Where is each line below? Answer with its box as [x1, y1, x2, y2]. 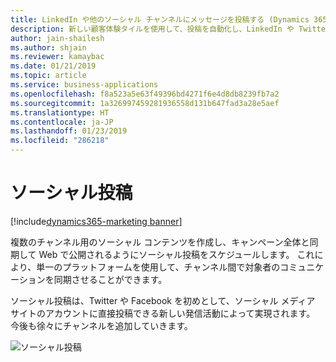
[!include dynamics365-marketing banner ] [10, 215, 183, 227]
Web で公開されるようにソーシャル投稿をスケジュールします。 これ [38, 248, 315, 260]
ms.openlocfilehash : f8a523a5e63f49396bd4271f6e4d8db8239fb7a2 [10, 89, 280, 99]
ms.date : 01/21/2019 [10, 61, 97, 71]
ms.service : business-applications [10, 80, 159, 90]
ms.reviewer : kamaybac [10, 52, 105, 62]
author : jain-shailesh [10, 33, 105, 43]
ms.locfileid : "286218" [10, 136, 110, 146]
